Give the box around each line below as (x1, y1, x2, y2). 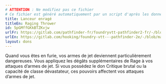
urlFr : (5, 30, 19, 35)
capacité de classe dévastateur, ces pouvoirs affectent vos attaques (5, 68, 144, 74)
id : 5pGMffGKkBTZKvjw (5, 26, 50, 30)
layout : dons (5, 39, 32, 44)
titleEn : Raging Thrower (5, 21, 56, 26)
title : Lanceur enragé (5, 16, 52, 21)
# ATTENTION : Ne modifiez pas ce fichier (5, 7, 94, 12)
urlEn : (5, 35, 19, 40)
